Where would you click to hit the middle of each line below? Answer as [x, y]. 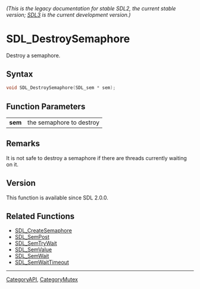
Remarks [23, 144]
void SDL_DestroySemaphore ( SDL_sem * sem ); [61, 88]
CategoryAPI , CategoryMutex [42, 279]
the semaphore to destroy [64, 122]
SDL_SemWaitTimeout [42, 262]
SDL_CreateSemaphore [43, 230]
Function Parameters [46, 107]
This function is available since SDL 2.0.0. [57, 198]
